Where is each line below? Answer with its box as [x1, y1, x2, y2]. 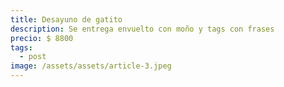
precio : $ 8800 [10, 33, 74, 43]
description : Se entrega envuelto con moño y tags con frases [10, 24, 275, 34]
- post [19, 52, 47, 62]
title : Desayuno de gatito [10, 14, 123, 25]
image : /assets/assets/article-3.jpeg [10, 61, 172, 71]
